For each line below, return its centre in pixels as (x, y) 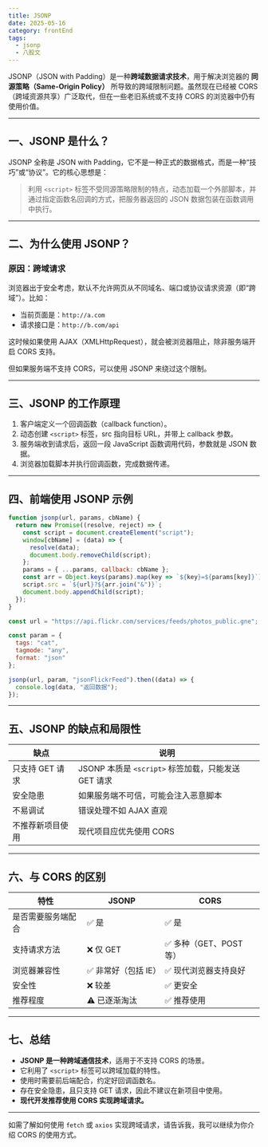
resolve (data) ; (55, 547)
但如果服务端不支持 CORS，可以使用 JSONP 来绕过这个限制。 (110, 369)
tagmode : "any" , (42, 651)
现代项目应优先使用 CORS (126, 832)
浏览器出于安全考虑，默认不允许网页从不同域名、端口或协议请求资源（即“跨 (132, 287)
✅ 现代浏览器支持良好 (205, 970)
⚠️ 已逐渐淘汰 (112, 1000)
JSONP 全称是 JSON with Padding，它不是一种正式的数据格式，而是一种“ (129, 162)
